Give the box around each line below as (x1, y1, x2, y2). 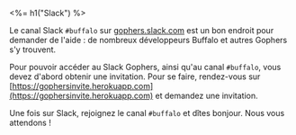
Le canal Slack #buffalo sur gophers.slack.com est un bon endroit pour (9, 25, 274, 35)
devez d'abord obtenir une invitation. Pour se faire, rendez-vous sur (9, 71, 261, 82)
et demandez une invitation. (155, 90, 258, 101)
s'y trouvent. (9, 44, 57, 55)
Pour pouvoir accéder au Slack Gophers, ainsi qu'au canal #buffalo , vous (9, 62, 282, 72)
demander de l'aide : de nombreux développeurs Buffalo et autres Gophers (9, 35, 288, 45)
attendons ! (9, 117, 51, 128)
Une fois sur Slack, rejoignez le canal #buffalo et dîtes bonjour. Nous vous (9, 108, 285, 118)
